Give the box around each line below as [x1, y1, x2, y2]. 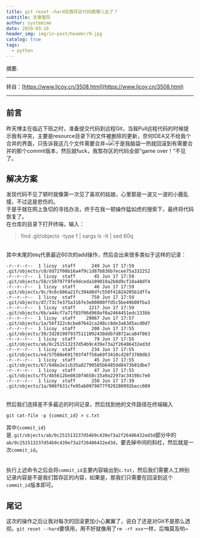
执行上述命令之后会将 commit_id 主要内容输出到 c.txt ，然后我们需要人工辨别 [6, 466, 190, 474]
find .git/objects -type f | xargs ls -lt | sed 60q [20, 232, 134, 239]
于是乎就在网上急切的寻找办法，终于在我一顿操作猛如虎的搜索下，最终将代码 [6, 205, 194, 213]
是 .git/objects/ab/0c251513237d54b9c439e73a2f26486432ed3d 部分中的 [6, 431, 177, 439]
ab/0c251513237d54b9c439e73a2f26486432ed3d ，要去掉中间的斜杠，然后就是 [6, 439, 189, 446]
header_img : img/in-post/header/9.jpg [6, 31, 102, 37]
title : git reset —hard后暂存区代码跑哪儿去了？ [6, 8, 118, 15]
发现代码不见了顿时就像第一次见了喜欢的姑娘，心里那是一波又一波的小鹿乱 [6, 190, 189, 198]
